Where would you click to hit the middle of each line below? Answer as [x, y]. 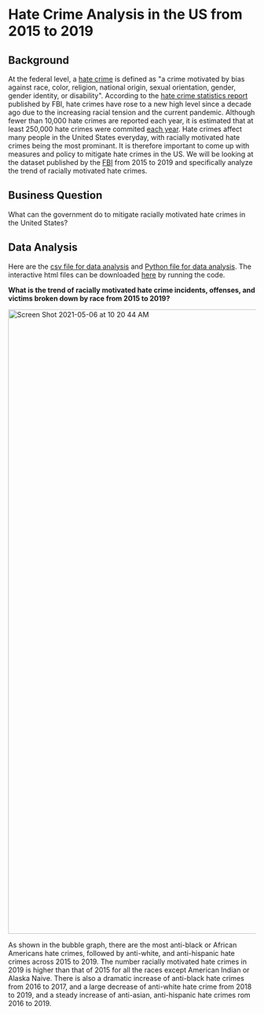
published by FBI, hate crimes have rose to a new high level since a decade [130, 104]
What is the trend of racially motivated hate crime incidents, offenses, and [132, 290]
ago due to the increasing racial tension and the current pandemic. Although [132, 112]
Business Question [55, 195]
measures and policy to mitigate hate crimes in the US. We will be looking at [131, 154]
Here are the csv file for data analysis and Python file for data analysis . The [130, 266]
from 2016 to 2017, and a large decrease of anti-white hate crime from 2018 [130, 987]
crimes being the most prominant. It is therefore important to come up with [129, 146]
